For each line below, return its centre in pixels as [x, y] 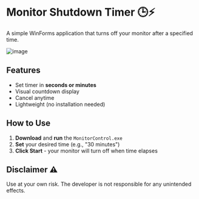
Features [23, 70]
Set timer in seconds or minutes [56, 85]
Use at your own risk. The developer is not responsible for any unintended [99, 184]
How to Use [29, 123]
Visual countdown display [47, 91]
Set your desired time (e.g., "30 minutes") [67, 144]
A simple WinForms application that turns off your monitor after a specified [99, 33]
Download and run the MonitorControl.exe [69, 138]
